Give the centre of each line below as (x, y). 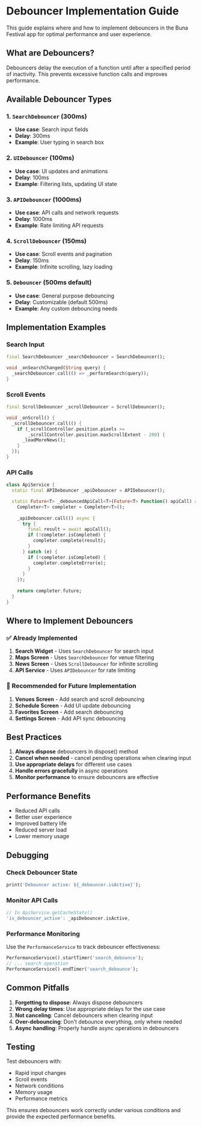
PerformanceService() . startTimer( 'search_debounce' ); (75, 958)
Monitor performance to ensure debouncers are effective (87, 777)
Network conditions (39, 1086)
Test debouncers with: (34, 1062)
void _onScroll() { (31, 418)
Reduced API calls (37, 810)
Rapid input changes (40, 1073)
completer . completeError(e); (69, 563)
